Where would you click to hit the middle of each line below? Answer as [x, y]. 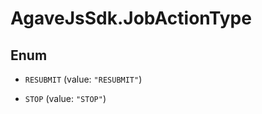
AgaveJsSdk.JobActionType [131, 18]
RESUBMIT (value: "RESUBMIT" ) [83, 79]
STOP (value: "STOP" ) [65, 98]
